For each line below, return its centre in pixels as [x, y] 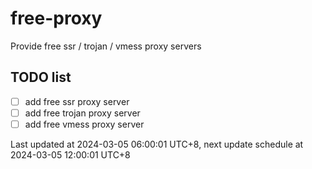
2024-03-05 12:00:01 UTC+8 [70, 154]
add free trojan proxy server [82, 113]
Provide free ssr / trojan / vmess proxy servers [106, 46]
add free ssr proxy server [77, 101]
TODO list [41, 77]
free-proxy [56, 18]
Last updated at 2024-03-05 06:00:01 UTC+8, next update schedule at [157, 144]
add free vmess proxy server [84, 124]
